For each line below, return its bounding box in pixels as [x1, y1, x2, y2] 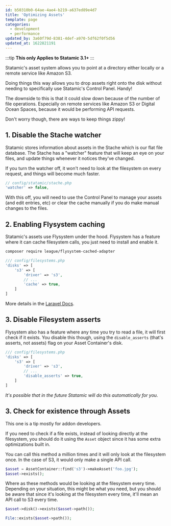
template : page [5, 17, 38, 22]
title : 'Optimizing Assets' [5, 12, 65, 17]
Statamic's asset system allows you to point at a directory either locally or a [5, 64, 164, 70]
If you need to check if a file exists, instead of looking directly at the [5, 430, 148, 437]
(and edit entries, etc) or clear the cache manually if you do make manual [5, 200, 159, 206]
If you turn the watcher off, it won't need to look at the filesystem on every [5, 165, 162, 171]
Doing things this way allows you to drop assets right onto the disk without [5, 80, 162, 86]
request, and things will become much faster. [5, 171, 101, 177]
